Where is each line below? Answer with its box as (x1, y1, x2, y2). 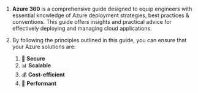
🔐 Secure (21, 55, 45, 62)
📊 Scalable (21, 62, 51, 69)
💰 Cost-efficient (21, 71, 66, 78)
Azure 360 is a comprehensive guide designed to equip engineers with (12, 6, 192, 12)
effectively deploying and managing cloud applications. (12, 24, 152, 32)
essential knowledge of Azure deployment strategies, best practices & (12, 12, 189, 19)
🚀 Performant (21, 80, 57, 87)
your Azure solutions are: (12, 43, 76, 50)
